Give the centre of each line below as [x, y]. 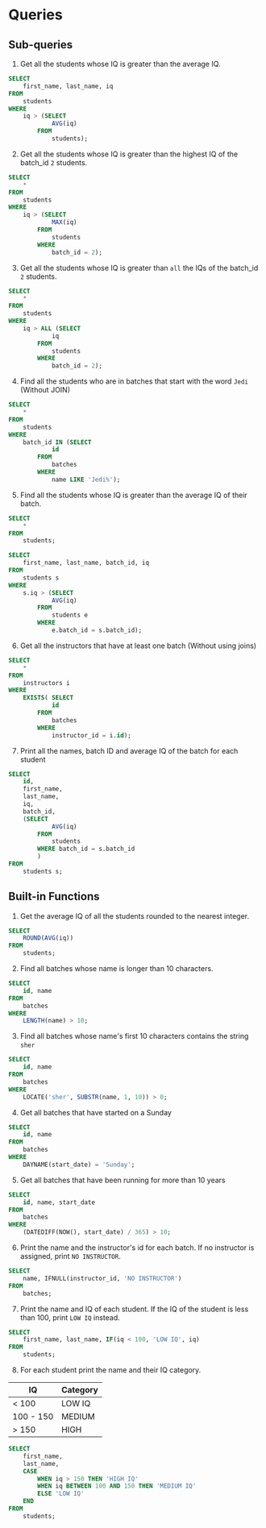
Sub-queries [41, 45]
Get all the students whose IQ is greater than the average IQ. [120, 64]
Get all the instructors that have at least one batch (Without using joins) [138, 646]
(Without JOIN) [45, 390]
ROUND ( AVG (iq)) [48, 938]
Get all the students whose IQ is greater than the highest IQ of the [129, 154]
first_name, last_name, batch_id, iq [86, 563]
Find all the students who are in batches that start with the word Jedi [134, 381]
